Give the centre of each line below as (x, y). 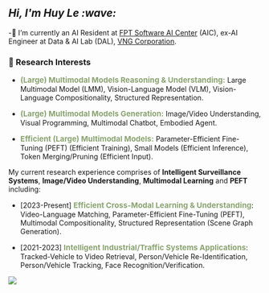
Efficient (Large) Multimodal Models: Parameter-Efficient (120, 139)
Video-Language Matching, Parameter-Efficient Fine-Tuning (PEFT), (132, 215)
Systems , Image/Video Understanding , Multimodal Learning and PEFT (128, 181)
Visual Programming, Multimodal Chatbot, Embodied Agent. (118, 123)
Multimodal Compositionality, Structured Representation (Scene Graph (137, 223)
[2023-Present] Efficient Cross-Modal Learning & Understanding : (137, 206)
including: (25, 189)
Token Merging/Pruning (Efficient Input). (87, 157)
